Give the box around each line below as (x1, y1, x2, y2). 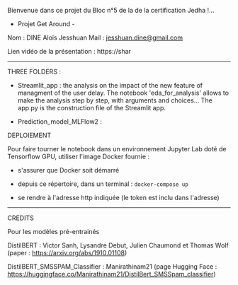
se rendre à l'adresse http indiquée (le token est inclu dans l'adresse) (17, 194, 220, 202)
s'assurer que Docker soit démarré (17, 166, 120, 174)
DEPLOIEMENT (7, 131, 52, 139)
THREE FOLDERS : (7, 67, 62, 76)
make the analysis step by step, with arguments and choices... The (17, 96, 212, 105)
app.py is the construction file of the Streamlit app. (17, 104, 166, 112)
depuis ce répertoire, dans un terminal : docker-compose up (17, 180, 189, 188)
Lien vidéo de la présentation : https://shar (7, 47, 131, 55)
